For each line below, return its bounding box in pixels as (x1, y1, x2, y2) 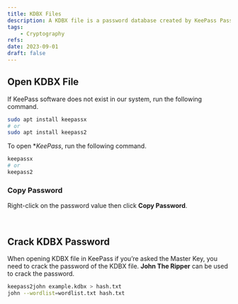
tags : (7, 23, 23, 30)
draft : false (7, 50, 46, 57)
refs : (7, 37, 23, 44)
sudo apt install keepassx (7, 116, 87, 123)
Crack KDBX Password (7, 235, 110, 247)
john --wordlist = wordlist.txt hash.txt (7, 289, 125, 297)
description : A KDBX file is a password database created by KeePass (7, 17, 217, 24)
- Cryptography (20, 30, 65, 37)
